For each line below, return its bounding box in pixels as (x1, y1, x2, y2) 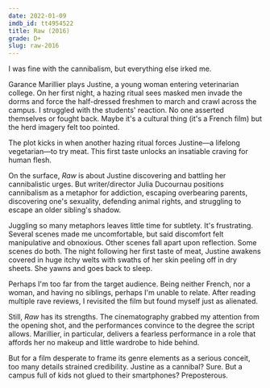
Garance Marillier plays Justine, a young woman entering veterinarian (8, 80, 239, 90)
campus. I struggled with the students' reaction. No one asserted (8, 106, 224, 115)
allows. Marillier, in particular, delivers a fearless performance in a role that (8, 329, 256, 339)
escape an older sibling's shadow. (8, 205, 122, 215)
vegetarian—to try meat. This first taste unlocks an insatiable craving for (8, 147, 248, 156)
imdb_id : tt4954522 (8, 19, 74, 27)
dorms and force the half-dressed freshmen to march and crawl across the (8, 97, 257, 106)
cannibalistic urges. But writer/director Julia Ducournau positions (8, 179, 224, 190)
